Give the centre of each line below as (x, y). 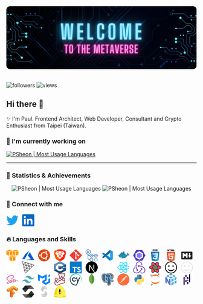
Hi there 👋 (25, 104)
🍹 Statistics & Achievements (49, 176)
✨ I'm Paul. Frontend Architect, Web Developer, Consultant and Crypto (94, 119)
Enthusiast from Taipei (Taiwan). (46, 125)
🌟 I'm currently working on (46, 141)
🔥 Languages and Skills (41, 239)
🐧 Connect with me (35, 204)
